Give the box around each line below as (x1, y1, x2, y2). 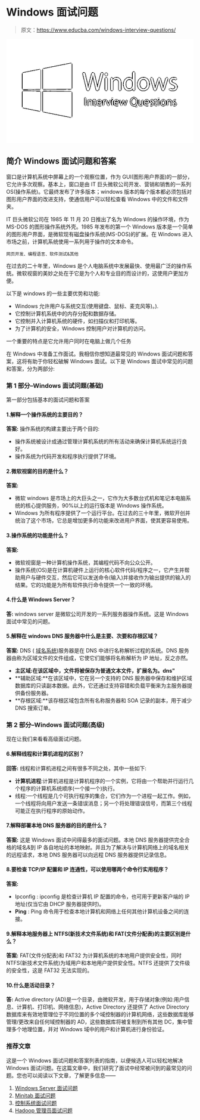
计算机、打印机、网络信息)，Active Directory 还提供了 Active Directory (16, 1003, 189, 1011)
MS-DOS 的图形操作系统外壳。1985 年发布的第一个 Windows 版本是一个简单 (6, 223, 193, 230)
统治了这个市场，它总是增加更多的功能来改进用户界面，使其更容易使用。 (14, 517, 192, 524)
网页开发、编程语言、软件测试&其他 (6, 251, 79, 257)
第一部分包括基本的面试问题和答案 (6, 396, 90, 403)
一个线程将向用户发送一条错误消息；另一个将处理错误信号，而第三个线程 (14, 800, 192, 807)
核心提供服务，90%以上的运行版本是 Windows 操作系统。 (25, 502, 167, 509)
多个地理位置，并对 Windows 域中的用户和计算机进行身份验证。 (11, 1026, 168, 1033)
